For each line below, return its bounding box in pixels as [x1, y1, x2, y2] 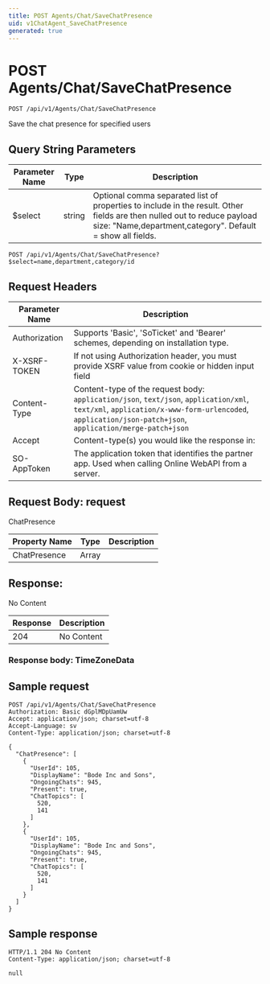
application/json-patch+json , [73, 414, 187, 425]
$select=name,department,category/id [8, 258, 135, 266]
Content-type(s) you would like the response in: [73, 434, 256, 446]
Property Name [12, 536, 72, 547]
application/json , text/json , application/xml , [73, 393, 249, 405]
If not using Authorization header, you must [73, 350, 237, 361]
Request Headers [8, 279, 97, 294]
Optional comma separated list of [92, 190, 219, 201]
